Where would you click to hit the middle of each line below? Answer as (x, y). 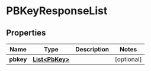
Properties (26, 33)
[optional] (128, 59)
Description (92, 49)
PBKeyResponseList (57, 11)
